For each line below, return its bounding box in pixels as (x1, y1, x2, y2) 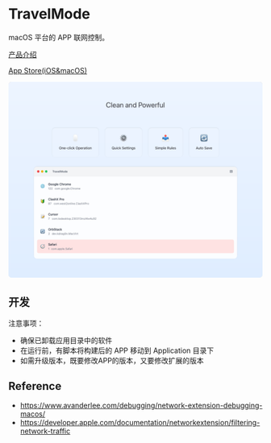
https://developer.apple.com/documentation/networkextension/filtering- (19, 418, 261, 428)
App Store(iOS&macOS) (8, 65, 87, 75)
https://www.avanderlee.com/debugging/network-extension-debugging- (19, 400, 263, 411)
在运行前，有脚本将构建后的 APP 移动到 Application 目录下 (19, 346, 215, 355)
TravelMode (8, 5, 91, 23)
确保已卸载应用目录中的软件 (19, 335, 113, 345)
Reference (8, 379, 62, 393)
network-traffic (19, 426, 71, 436)
